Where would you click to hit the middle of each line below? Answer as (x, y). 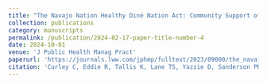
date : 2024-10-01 (37, 45)
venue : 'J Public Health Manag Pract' (72, 52)
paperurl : (25, 60)
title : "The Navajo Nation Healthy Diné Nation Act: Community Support (129, 15)
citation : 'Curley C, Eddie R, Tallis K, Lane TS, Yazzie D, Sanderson (129, 67)
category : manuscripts (46, 30)
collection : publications (51, 23)
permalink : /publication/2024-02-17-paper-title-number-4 (106, 38)
